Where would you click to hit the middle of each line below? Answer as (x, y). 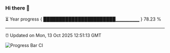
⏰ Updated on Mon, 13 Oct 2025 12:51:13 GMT (53, 35)
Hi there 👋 (18, 8)
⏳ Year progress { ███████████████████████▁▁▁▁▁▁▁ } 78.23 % (83, 19)
